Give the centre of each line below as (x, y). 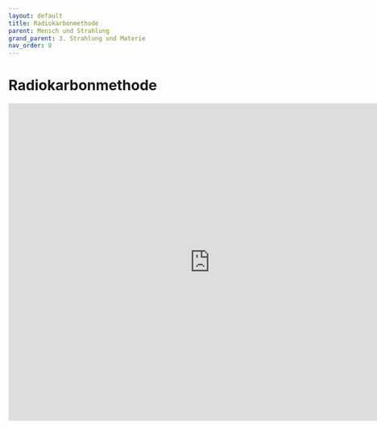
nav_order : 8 (30, 46)
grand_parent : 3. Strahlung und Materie (77, 38)
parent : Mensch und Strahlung (59, 31)
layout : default (35, 16)
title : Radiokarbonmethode (54, 23)
